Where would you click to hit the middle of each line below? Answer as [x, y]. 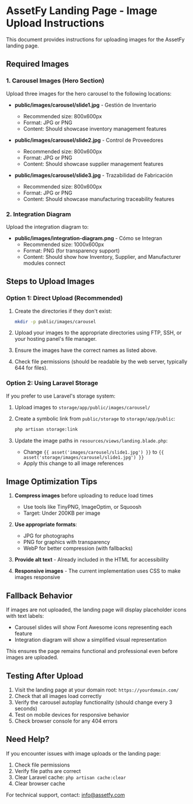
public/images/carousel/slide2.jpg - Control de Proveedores [89, 140]
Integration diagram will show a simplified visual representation [90, 640]
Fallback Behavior [39, 596]
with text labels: [25, 616]
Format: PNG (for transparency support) [71, 251]
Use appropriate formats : [46, 525]
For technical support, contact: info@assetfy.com [66, 795]
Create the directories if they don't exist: [63, 311]
